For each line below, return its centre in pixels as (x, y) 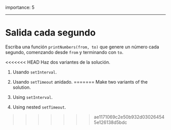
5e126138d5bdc (110, 122)
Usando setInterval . (35, 72)
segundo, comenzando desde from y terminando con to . (64, 52)
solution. (22, 87)
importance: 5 (20, 7)
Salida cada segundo (50, 33)
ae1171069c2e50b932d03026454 (129, 117)
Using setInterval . (33, 97)
